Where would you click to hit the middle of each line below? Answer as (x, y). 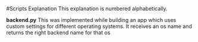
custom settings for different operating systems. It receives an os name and (99, 26)
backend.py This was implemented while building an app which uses (91, 20)
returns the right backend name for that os (58, 33)
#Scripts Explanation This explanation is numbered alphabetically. (87, 9)
